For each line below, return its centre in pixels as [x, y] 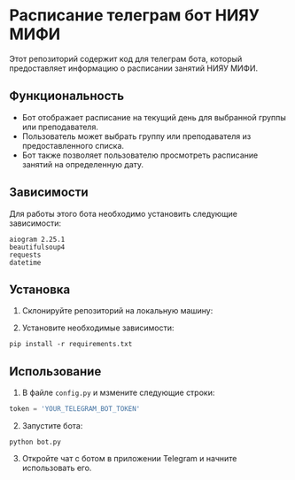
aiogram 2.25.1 [37, 239]
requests [25, 255]
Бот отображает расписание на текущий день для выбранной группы [154, 117]
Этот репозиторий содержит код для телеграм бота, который [126, 58]
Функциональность [67, 96]
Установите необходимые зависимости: [98, 328]
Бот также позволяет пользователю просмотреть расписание [140, 155]
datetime [25, 262]
